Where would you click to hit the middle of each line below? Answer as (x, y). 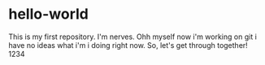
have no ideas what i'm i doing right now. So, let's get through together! (128, 45)
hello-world (49, 14)
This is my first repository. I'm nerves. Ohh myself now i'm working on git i (133, 37)
